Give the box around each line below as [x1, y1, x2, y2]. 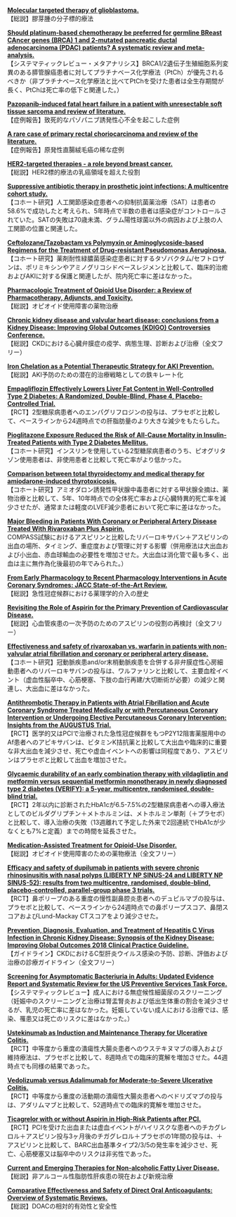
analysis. [7, 51, 35, 59]
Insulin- [203, 431, 227, 439]
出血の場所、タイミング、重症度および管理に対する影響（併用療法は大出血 [7, 542, 223, 550]
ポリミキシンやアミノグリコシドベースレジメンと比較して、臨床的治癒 [25, 263, 228, 271]
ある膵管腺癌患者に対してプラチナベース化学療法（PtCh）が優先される [19, 68, 224, 76]
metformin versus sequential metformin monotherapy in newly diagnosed [7, 778, 227, 785]
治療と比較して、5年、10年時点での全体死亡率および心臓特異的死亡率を [13, 494, 220, 502]
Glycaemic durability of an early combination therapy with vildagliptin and [7, 770, 228, 778]
